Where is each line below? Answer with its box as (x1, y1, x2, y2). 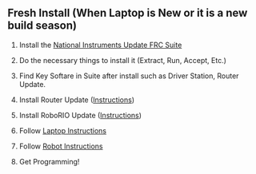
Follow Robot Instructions (18, 141, 103, 151)
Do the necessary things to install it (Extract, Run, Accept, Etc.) (18, 55, 227, 65)
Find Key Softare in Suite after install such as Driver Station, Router (18, 71, 239, 81)
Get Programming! (18, 156, 80, 166)
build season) (7, 19, 78, 33)
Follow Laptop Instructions (18, 125, 107, 135)
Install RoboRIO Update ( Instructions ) (18, 110, 142, 120)
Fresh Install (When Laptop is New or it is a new (7, 6, 248, 20)
